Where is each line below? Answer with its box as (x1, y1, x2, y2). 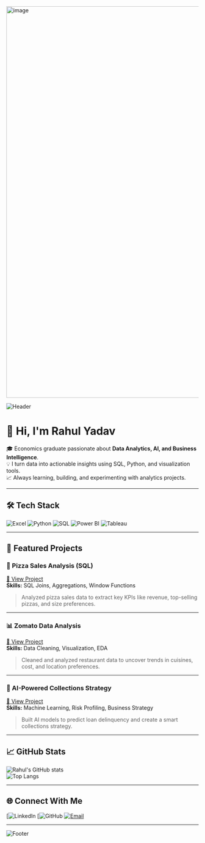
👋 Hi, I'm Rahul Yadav (6, 425, 116, 438)
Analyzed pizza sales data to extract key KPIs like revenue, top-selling (21, 593, 198, 601)
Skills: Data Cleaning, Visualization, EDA (6, 644, 108, 652)
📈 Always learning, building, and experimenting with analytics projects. (6, 473, 186, 481)
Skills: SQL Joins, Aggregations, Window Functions (6, 582, 136, 589)
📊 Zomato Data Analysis (6, 622, 81, 630)
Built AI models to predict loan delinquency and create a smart (21, 716, 178, 724)
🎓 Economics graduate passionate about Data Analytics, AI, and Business (6, 445, 197, 452)
